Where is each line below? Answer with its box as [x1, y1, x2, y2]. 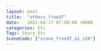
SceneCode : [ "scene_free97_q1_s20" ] [6, 36, 96, 42]
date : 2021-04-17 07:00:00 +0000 [6, 19, 93, 25]
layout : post [6, 8, 38, 15]
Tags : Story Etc [6, 30, 46, 36]
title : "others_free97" [6, 14, 67, 20]
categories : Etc [6, 25, 46, 31]
